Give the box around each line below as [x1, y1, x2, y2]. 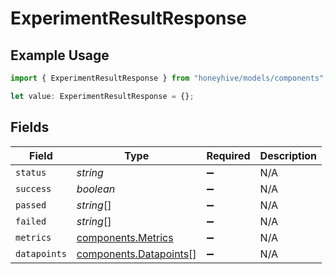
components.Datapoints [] [76, 247, 197, 261]
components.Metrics [76, 230, 174, 244]
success [15, 183, 52, 194]
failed [15, 215, 47, 227]
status [15, 167, 47, 178]
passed [15, 199, 47, 211]
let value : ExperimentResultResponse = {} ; [10, 91, 195, 101]
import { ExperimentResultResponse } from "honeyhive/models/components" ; [10, 73, 329, 83]
